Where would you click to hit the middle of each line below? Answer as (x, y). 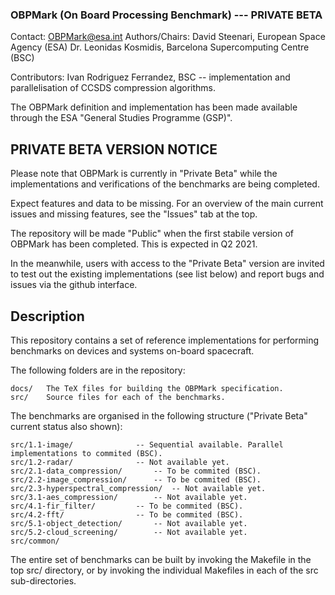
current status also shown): (66, 426)
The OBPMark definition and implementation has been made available (154, 107)
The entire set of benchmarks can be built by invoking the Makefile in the (161, 559)
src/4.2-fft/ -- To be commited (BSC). (127, 514)
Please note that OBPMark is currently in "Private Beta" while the (144, 174)
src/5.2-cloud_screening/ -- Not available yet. (129, 532)
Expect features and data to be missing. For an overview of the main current (167, 204)
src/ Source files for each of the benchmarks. (118, 397)
